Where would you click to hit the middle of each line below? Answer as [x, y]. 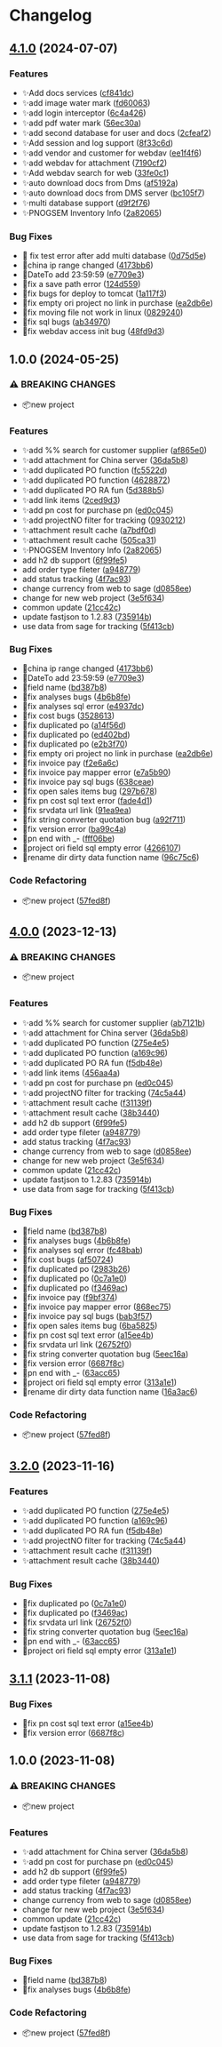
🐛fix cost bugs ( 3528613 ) [68, 716]
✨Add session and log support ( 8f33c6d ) [98, 142]
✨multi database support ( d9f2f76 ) [86, 203]
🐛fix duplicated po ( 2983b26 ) [76, 1269]
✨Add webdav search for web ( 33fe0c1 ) [95, 172]
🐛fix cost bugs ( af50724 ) [67, 1259]
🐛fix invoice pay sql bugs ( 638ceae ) [88, 782]
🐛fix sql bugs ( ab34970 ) [66, 322]
